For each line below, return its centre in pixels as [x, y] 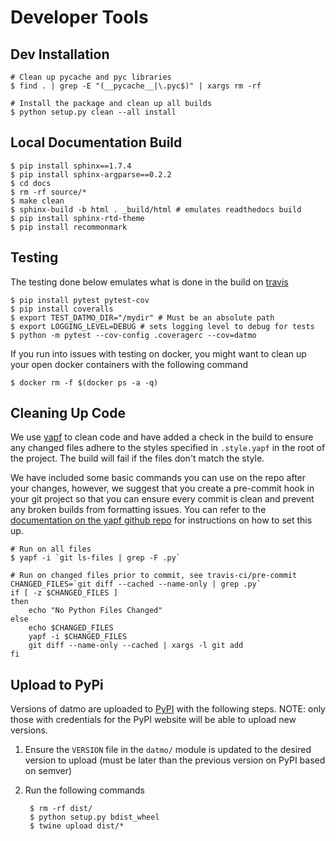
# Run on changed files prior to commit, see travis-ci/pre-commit [154, 576]
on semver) [48, 771]
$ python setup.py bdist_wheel [94, 817]
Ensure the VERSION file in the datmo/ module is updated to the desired [168, 750]
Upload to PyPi [57, 684]
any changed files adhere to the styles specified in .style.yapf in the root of [168, 448]
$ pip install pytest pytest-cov [80, 300]
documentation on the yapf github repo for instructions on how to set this [161, 520]
